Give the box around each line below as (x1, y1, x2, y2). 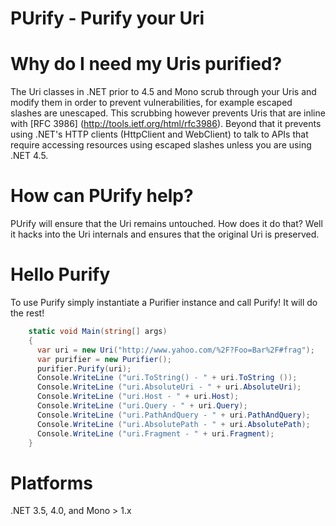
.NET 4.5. (10, 150, 49, 162)
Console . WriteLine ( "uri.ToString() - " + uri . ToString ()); (36, 373, 298, 383)
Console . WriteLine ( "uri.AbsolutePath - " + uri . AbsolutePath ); (36, 419, 311, 429)
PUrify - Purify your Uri (10, 7, 205, 30)
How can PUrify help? (10, 185, 194, 207)
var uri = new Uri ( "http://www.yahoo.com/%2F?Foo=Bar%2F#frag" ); (36, 345, 315, 355)
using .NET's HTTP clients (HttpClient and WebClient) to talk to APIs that (10, 128, 309, 141)
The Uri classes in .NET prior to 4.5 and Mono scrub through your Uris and (10, 86, 317, 98)
